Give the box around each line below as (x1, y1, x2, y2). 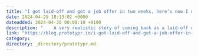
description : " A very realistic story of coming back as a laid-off (6, 24, 189, 31)
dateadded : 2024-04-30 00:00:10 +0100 (6, 19, 101, 25)
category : (6, 36, 31, 41)
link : (6, 30, 19, 36)
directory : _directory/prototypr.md (6, 41, 96, 47)
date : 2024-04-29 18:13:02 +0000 (6, 14, 88, 20)
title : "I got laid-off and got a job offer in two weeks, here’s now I (6, 8, 189, 15)
